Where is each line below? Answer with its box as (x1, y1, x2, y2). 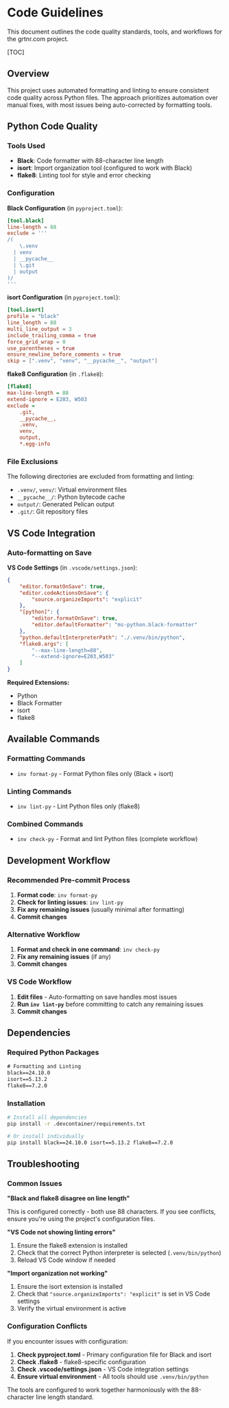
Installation (7, 1098, 46, 1108)
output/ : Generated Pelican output (16, 500, 114, 509)
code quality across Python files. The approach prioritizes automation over (7, 93, 218, 101)
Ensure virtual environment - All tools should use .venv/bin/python (16, 1372, 209, 1381)
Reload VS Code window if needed (16, 1256, 116, 1264)
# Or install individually (7, 1132, 84, 1139)
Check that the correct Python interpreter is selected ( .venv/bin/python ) (16, 1249, 221, 1257)
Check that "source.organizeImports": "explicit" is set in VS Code (16, 1290, 210, 1298)
